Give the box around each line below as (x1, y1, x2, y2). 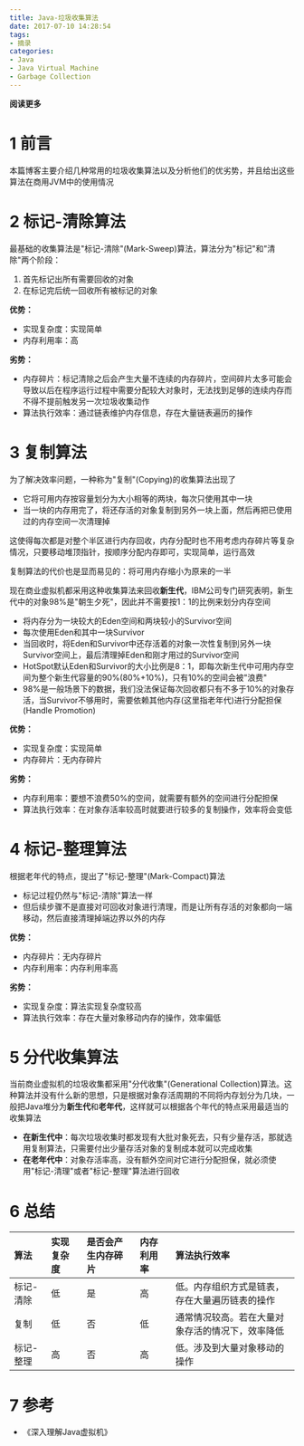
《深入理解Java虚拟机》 (22, 1427, 113, 1438)
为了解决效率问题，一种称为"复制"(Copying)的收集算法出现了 (9, 474, 237, 484)
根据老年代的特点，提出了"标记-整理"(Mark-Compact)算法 (9, 870, 226, 881)
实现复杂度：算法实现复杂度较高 (22, 1001, 142, 1011)
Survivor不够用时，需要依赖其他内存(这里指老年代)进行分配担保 (46, 694, 282, 705)
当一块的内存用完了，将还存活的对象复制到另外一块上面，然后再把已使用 (22, 504, 292, 515)
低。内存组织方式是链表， (175, 1280, 285, 1293)
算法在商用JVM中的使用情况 (9, 176, 115, 187)
